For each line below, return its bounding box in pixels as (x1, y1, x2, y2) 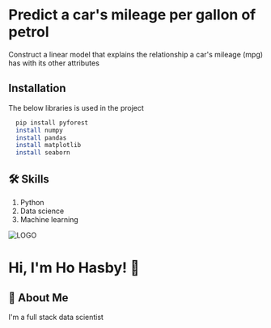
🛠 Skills (8, 172, 50, 186)
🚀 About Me (8, 291, 69, 305)
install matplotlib (15, 141, 82, 149)
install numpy (15, 126, 63, 134)
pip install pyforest (15, 119, 89, 127)
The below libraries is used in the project (8, 103, 144, 112)
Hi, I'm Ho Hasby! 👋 (8, 259, 140, 277)
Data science (19, 206, 65, 216)
